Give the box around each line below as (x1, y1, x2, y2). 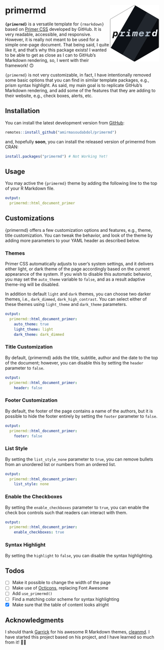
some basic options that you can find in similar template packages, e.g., (5, 77, 150, 83)
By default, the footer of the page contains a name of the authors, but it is (5, 408, 153, 414)
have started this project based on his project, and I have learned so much (5, 634, 155, 640)
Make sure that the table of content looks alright (12, 602, 109, 608)
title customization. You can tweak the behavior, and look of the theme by (5, 232, 153, 238)
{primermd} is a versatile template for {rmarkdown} (5, 21, 104, 27)
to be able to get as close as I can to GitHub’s (5, 52, 96, 58)
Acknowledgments (5, 616, 64, 625)
